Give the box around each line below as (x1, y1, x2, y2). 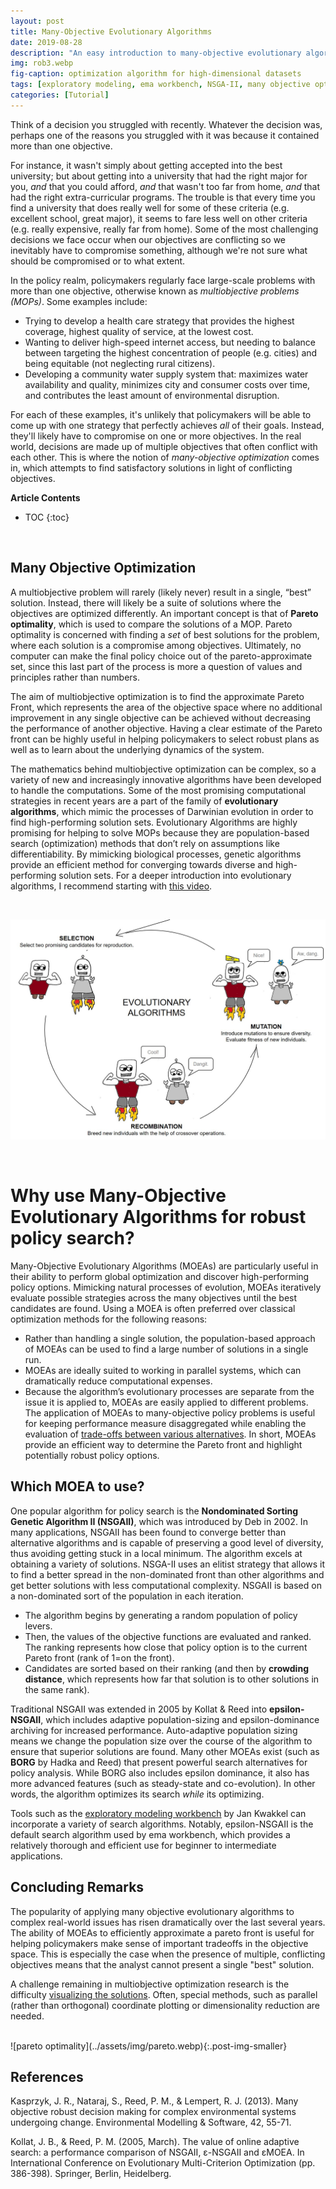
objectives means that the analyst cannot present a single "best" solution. (10, 1958, 315, 1970)
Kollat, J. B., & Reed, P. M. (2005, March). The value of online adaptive (10, 2136, 300, 2148)
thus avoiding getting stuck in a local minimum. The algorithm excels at (10, 1547, 303, 1559)
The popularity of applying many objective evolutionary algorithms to (10, 1905, 295, 1917)
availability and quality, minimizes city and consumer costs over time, (24, 378, 311, 390)
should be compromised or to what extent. (10, 255, 186, 267)
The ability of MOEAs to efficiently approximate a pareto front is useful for (10, 1926, 315, 1939)
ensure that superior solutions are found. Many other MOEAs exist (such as (10, 1745, 320, 1757)
